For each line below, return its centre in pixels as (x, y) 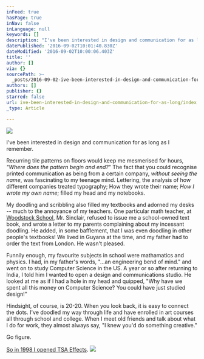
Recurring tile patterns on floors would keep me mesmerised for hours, (95, 160)
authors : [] (21, 86)
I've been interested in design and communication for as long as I (88, 142)
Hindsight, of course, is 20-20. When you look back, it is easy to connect (97, 305)
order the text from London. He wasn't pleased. (66, 243)
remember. (20, 148)
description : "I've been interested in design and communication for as (100, 40)
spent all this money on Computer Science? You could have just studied (96, 287)
